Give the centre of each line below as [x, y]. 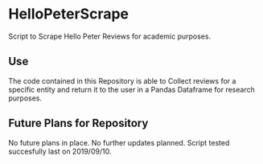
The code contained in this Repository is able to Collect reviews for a [122, 80]
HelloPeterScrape [69, 14]
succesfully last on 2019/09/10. [60, 151]
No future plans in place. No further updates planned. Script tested [119, 142]
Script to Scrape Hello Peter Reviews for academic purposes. [110, 36]
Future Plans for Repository [78, 123]
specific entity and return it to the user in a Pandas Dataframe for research [131, 89]
